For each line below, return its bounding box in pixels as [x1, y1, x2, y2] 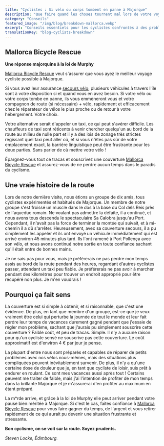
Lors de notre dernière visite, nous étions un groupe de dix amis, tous [5, 194, 145, 200]
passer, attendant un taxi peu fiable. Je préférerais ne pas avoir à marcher [5, 266, 154, 272]
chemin [5, 225, 20, 231]
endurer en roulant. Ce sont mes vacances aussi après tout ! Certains [5, 371, 145, 376]
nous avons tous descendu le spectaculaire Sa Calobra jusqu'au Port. [5, 215, 145, 221]
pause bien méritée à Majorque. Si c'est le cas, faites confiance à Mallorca [5, 400, 155, 407]
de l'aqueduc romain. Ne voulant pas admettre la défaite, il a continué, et [5, 209, 151, 216]
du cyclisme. [5, 167, 31, 173]
